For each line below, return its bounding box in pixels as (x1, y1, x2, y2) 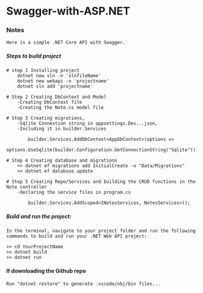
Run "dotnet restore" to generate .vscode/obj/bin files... (6, 280, 161, 287)
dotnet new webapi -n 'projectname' (17, 78, 110, 84)
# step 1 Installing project (6, 68, 80, 74)
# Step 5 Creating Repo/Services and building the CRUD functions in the (6, 179, 196, 185)
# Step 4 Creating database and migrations (6, 157, 118, 164)
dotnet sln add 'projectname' (17, 84, 94, 90)
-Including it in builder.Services (17, 126, 107, 132)
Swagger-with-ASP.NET (6, 4, 130, 18)
